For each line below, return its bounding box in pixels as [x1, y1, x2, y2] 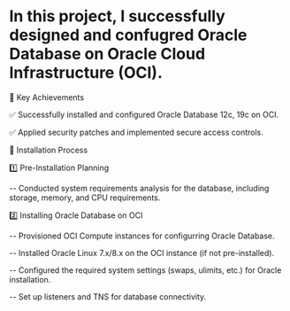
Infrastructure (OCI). [9, 63, 164, 83]
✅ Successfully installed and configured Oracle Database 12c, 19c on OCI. [9, 109, 279, 120]
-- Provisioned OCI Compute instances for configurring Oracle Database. [9, 230, 276, 241]
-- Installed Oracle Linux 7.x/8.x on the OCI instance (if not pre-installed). [9, 247, 275, 258]
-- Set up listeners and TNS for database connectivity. [9, 291, 207, 302]
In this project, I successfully [9, 6, 225, 27]
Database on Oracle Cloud [9, 44, 206, 64]
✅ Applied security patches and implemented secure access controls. [9, 127, 263, 137]
